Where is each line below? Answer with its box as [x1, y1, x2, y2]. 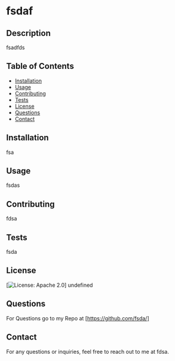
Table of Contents [6, 61, 75, 71]
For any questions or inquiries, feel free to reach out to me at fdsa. [6, 348, 169, 355]
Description [6, 28, 51, 38]
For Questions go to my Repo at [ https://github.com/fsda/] [6, 314, 149, 321]
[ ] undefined [6, 281, 93, 289]
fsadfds [6, 44, 25, 51]
